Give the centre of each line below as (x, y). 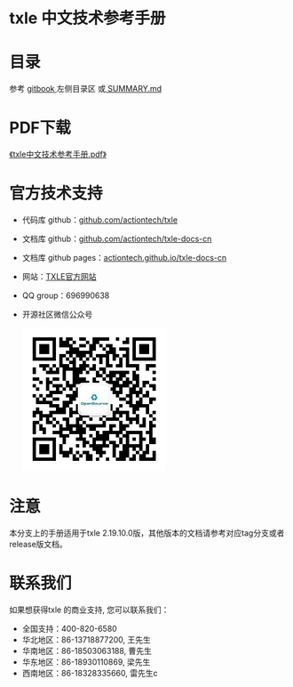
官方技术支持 (56, 194)
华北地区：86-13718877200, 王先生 (86, 639)
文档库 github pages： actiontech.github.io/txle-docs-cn (124, 258)
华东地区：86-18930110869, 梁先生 (86, 662)
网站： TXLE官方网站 (59, 276)
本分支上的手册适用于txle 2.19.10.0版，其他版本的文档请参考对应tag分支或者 (147, 533)
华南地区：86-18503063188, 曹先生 (87, 651)
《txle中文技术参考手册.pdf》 (58, 154)
